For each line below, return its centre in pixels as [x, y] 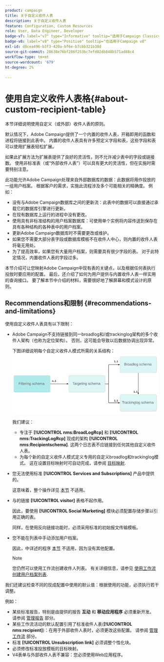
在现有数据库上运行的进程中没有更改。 [51, 215]
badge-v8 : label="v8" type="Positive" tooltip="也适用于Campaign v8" [76, 42]
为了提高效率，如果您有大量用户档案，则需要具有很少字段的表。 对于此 [83, 252]
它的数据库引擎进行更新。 [42, 209]
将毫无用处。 [25, 245]
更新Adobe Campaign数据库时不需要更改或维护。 [62, 233]
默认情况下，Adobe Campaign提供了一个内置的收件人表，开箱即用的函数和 [80, 134]
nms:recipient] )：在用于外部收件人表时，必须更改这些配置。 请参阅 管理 [85, 630]
